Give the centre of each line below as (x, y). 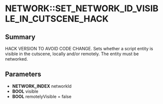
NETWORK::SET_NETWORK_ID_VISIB (82, 9)
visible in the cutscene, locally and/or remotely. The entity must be (72, 54)
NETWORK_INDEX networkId (42, 86)
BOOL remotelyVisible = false (42, 96)
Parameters (23, 74)
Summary (20, 37)
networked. (17, 59)
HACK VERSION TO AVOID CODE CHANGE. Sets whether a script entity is (79, 49)
